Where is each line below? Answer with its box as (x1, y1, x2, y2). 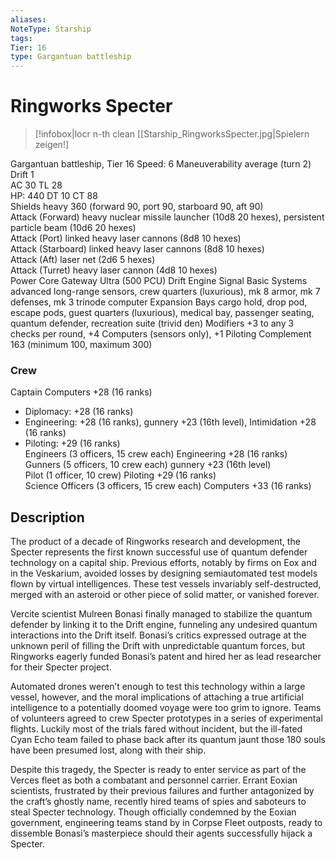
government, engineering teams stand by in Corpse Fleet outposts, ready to (10, 817, 323, 829)
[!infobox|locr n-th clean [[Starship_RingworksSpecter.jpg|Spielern (34, 128, 310, 140)
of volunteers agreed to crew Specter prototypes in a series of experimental (10, 712, 323, 725)
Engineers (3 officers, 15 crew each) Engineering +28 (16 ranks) (24, 448, 288, 460)
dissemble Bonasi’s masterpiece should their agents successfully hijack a (10, 827, 313, 840)
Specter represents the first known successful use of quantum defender (10, 546, 308, 558)
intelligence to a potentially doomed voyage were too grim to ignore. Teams (10, 702, 322, 714)
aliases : (10, 14, 47, 25)
